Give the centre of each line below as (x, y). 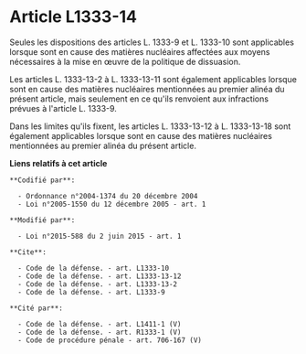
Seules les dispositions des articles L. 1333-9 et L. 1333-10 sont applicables (152, 42)
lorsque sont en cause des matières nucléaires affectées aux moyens (140, 51)
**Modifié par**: (42, 220)
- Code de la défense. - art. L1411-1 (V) (100, 324)
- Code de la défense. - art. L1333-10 (94, 268)
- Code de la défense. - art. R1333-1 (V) (100, 332)
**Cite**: (28, 252)
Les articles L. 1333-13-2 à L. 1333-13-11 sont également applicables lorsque (153, 79)
